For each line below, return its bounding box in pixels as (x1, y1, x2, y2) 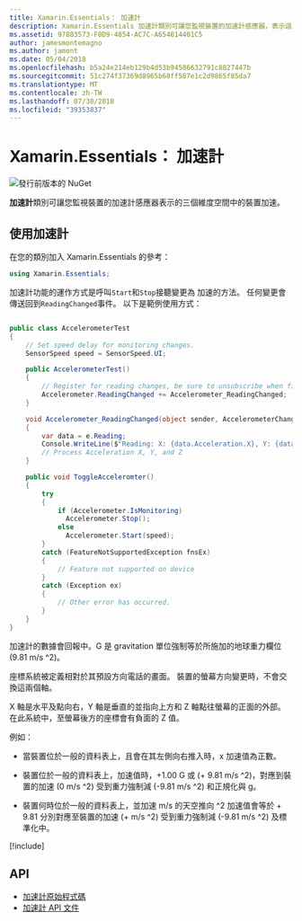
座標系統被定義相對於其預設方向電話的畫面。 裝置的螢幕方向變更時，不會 (9, 670, 280, 681)
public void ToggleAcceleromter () (25, 473, 155, 482)
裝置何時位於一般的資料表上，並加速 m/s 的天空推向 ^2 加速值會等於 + (22, 800, 282, 810)
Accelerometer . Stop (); (66, 514, 151, 524)
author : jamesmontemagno (9, 38, 102, 48)
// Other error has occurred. (57, 598, 171, 607)
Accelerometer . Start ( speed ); (66, 531, 175, 540)
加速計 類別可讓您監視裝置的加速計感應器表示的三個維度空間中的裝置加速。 (9, 197, 285, 208)
